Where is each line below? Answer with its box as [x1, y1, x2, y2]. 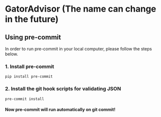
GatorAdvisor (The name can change [5, 3, 156, 15]
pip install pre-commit [5, 74, 53, 79]
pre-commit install [5, 96, 44, 101]
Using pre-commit [5, 33, 61, 41]
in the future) [5, 14, 59, 25]
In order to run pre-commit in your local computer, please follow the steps [5, 46, 152, 51]
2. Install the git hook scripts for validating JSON [5, 85, 121, 92]
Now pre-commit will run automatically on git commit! [5, 107, 116, 113]
